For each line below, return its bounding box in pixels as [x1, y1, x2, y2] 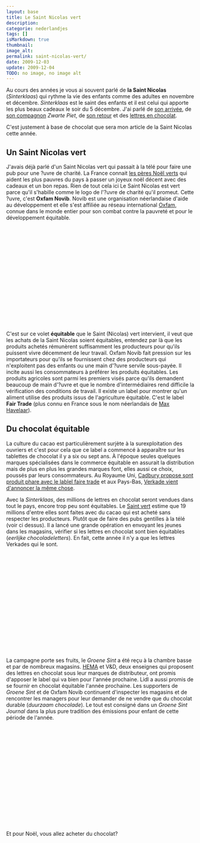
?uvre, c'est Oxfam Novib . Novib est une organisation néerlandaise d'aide [6, 195, 189, 203]
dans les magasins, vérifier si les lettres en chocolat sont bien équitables [6, 528, 185, 535]
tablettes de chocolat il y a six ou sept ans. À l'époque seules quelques [6, 452, 181, 460]
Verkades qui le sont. [6, 540, 59, 548]
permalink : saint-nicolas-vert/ [6, 53, 87, 59]
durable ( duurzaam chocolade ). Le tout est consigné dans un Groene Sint [6, 701, 188, 708]
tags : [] [6, 31, 28, 37]
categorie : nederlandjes [6, 25, 68, 32]
